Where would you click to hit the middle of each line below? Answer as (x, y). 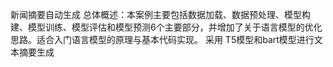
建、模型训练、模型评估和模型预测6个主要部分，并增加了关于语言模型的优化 (166, 27)
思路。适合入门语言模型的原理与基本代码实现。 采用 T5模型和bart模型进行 (162, 39)
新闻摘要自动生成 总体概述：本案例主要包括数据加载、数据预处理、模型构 (160, 14)
